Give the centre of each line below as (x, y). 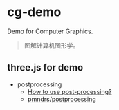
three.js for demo (45, 67)
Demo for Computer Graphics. (50, 31)
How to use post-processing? (70, 91)
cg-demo (34, 12)
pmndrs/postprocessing (62, 99)
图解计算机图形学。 (52, 45)
